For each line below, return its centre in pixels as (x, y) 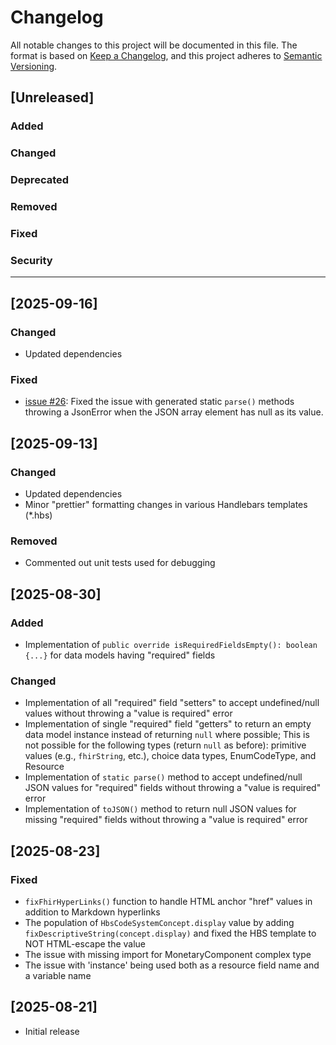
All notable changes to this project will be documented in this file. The (154, 45)
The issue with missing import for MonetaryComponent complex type (168, 954)
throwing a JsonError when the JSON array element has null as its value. (174, 412)
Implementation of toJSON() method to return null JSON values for (160, 809)
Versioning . (34, 66)
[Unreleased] (52, 97)
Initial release (52, 1031)
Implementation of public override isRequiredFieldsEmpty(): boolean (171, 644)
